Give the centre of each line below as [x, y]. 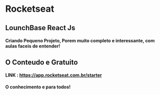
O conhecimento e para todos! [38, 87]
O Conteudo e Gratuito [42, 62]
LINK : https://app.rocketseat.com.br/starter [54, 75]
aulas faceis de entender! [33, 46]
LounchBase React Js [40, 28]
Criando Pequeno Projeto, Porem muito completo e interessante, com [80, 41]
